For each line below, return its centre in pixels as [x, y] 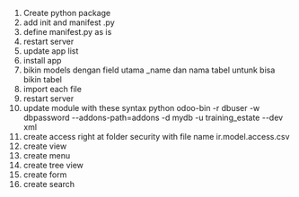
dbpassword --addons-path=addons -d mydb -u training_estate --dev [153, 117]
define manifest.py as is [67, 32]
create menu [47, 155]
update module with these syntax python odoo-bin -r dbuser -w [141, 108]
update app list [51, 51]
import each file [52, 89]
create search [49, 184]
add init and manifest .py [69, 22]
